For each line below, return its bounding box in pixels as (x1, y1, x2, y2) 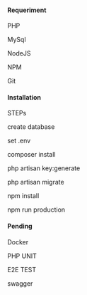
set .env (7, 136, 31, 145)
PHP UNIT (7, 252, 37, 260)
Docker (7, 237, 29, 246)
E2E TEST (7, 265, 37, 274)
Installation (7, 93, 41, 101)
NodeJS (7, 49, 31, 58)
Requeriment (7, 6, 47, 14)
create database (7, 123, 55, 131)
